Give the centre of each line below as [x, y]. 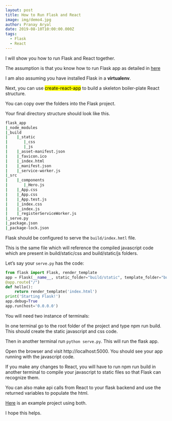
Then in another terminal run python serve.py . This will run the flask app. [82, 341]
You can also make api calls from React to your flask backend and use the [83, 387]
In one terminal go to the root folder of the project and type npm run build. [83, 326]
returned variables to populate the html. [47, 393]
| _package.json [21, 223]
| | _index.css [24, 204]
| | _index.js [23, 209]
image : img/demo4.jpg [28, 20]
